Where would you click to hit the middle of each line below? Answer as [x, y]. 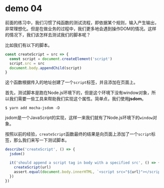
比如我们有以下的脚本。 [29, 45]
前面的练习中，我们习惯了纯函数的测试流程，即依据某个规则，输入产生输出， [82, 22]
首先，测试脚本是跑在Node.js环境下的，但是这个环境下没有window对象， [78, 93]
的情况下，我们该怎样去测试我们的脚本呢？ [48, 35]
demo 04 [24, 9]
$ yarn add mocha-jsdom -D [32, 108]
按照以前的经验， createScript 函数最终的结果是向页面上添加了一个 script [78, 134]
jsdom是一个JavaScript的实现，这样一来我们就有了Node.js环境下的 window [79, 118]
